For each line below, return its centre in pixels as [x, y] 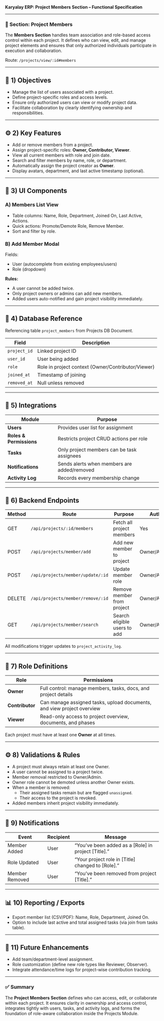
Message [116, 837]
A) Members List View [32, 205]
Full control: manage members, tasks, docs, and [95, 688]
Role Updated [23, 862]
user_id [16, 359]
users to [122, 628]
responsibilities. [28, 113]
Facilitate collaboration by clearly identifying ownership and [72, 108]
